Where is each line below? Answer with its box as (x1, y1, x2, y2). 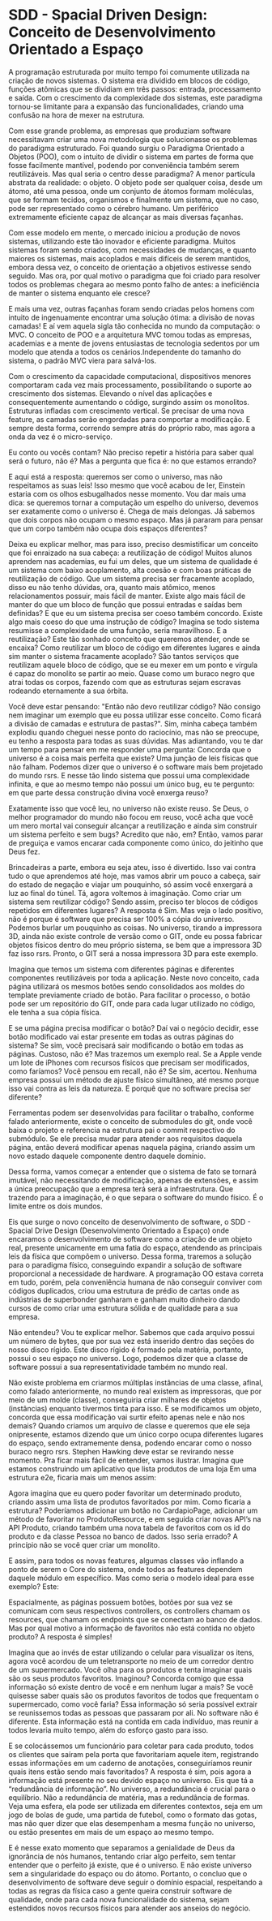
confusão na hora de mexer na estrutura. (8, 110, 145, 119)
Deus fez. (8, 846, 40, 856)
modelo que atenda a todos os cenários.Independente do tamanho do (8, 347, 241, 356)
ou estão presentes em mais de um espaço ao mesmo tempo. (8, 1827, 215, 1837)
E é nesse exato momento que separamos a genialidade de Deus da (8, 1842, 236, 1852)
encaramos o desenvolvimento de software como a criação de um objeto (8, 1234, 253, 1243)
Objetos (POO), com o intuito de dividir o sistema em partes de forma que (8, 152, 254, 162)
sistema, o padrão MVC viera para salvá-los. (8, 355, 156, 365)
